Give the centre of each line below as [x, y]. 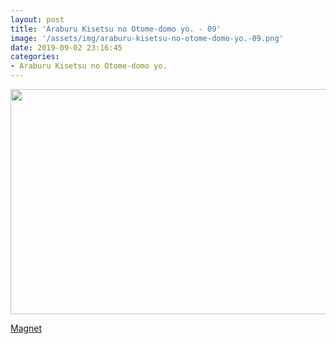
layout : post [37, 19]
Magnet [26, 328]
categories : [35, 57]
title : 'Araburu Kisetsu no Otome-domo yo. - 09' [116, 29]
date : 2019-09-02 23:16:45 [66, 47]
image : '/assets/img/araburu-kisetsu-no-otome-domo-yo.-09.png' [147, 38]
